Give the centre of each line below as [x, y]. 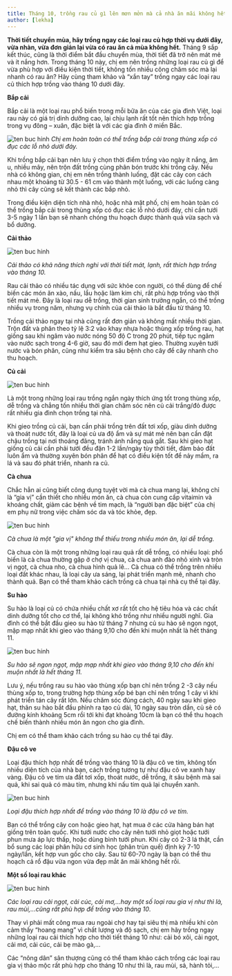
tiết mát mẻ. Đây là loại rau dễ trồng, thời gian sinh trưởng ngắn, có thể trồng [116, 300]
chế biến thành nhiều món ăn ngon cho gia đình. [76, 722]
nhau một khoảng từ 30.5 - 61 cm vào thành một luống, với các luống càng [113, 181]
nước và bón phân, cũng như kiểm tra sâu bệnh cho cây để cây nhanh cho [113, 350]
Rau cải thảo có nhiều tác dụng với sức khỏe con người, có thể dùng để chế [115, 285]
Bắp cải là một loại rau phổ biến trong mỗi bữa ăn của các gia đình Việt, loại [115, 111]
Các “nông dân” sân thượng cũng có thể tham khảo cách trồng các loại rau [114, 958]
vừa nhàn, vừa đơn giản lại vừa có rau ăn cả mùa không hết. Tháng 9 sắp [113, 47]
